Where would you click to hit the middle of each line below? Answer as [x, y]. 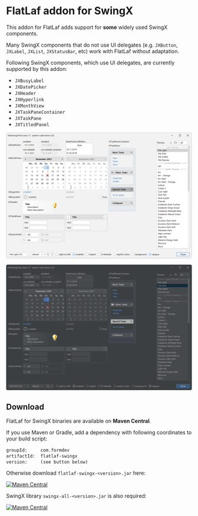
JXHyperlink [29, 99]
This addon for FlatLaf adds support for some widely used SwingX [87, 27]
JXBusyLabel [29, 81]
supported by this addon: [37, 68]
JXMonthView [29, 106]
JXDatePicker [31, 87]
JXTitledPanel [32, 125]
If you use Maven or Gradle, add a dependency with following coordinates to [99, 432]
